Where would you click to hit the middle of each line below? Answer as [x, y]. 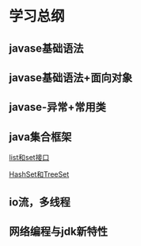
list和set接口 [29, 158]
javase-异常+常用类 [57, 107]
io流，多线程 [40, 202]
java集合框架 [40, 137]
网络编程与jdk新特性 [59, 231]
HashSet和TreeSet [39, 174]
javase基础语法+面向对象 [71, 78]
